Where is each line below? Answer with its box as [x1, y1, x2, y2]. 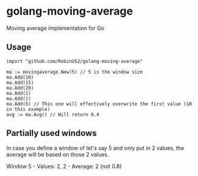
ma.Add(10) [6, 74, 34, 80]
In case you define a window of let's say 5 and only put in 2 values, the [6, 144, 185, 152]
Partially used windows [6, 128, 97, 138]
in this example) [6, 106, 51, 112]
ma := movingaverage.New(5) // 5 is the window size [6, 69, 143, 75]
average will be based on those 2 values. [6, 150, 109, 158]
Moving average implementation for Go [6, 24, 105, 32]
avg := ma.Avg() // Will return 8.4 [6, 111, 99, 118]
